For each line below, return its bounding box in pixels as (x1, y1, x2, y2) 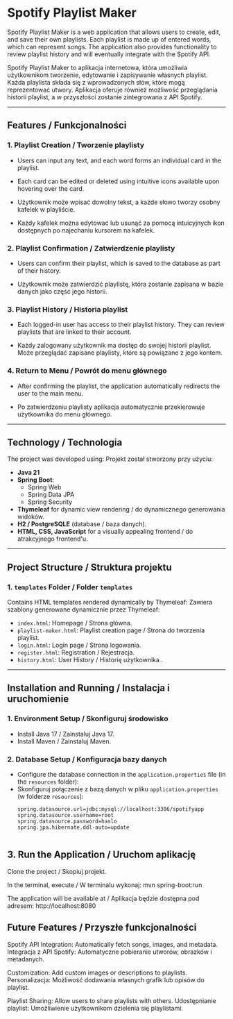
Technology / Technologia (7, 436, 123, 448)
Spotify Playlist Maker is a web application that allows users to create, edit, (7, 28, 221, 36)
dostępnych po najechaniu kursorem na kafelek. (17, 226, 155, 234)
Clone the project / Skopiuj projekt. (7, 867, 107, 875)
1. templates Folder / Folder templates (7, 582, 133, 591)
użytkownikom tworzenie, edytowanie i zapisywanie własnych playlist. (7, 71, 208, 79)
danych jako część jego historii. (17, 287, 107, 296)
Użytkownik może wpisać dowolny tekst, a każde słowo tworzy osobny (17, 198, 221, 206)
